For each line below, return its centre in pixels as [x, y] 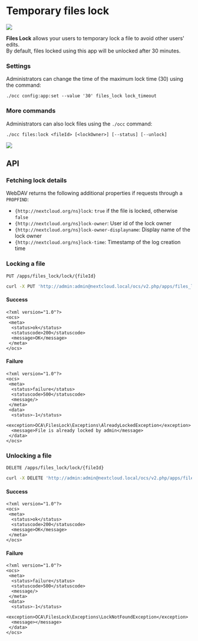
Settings [19, 66]
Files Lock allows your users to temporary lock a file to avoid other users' [95, 38]
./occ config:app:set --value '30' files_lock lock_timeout [82, 96]
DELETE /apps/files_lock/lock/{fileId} [55, 468]
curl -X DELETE [25, 478]
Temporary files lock [58, 11]
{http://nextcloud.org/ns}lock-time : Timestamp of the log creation [98, 242]
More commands [31, 111]
